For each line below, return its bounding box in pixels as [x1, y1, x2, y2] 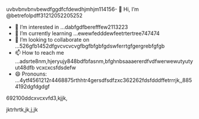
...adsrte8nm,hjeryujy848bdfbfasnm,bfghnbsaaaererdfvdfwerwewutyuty [14, 58, 193, 65]
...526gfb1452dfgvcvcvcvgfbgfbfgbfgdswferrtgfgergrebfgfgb [14, 42, 165, 49]
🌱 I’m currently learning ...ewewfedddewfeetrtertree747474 [14, 30, 160, 37]
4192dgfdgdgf [14, 83, 50, 90]
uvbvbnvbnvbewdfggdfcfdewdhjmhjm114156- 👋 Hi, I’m [6, 6, 139, 12]
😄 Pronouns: [14, 70, 48, 77]
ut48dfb [14, 64, 35, 71]
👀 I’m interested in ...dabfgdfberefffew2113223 [14, 24, 128, 30]
